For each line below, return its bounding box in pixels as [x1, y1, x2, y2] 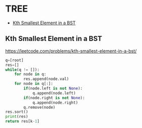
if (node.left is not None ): [23, 86, 83, 91]
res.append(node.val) [23, 76, 69, 81]
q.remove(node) [23, 105, 56, 110]
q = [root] [5, 58, 24, 63]
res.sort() [5, 109, 28, 114]
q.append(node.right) [32, 100, 79, 105]
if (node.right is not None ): [23, 95, 85, 100]
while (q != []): [5, 67, 40, 72]
